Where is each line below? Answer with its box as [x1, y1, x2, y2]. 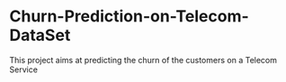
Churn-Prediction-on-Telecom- [9, 6, 249, 27]
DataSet [9, 25, 71, 45]
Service [9, 64, 39, 75]
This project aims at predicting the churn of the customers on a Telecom [9, 54, 277, 65]
